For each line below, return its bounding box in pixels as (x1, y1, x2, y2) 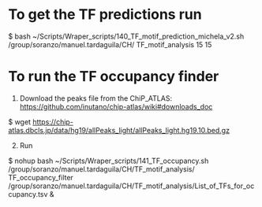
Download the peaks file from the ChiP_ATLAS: (19, 93, 172, 103)
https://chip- (32, 116, 73, 127)
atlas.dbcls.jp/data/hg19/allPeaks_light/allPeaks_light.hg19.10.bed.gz (8, 125, 230, 135)
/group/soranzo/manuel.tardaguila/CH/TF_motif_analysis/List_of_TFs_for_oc (8, 181, 255, 190)
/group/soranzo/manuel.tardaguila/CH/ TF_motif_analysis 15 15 (8, 39, 212, 49)
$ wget (8, 116, 32, 127)
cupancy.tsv (8, 189, 48, 198)
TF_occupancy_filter (8, 172, 73, 182)
